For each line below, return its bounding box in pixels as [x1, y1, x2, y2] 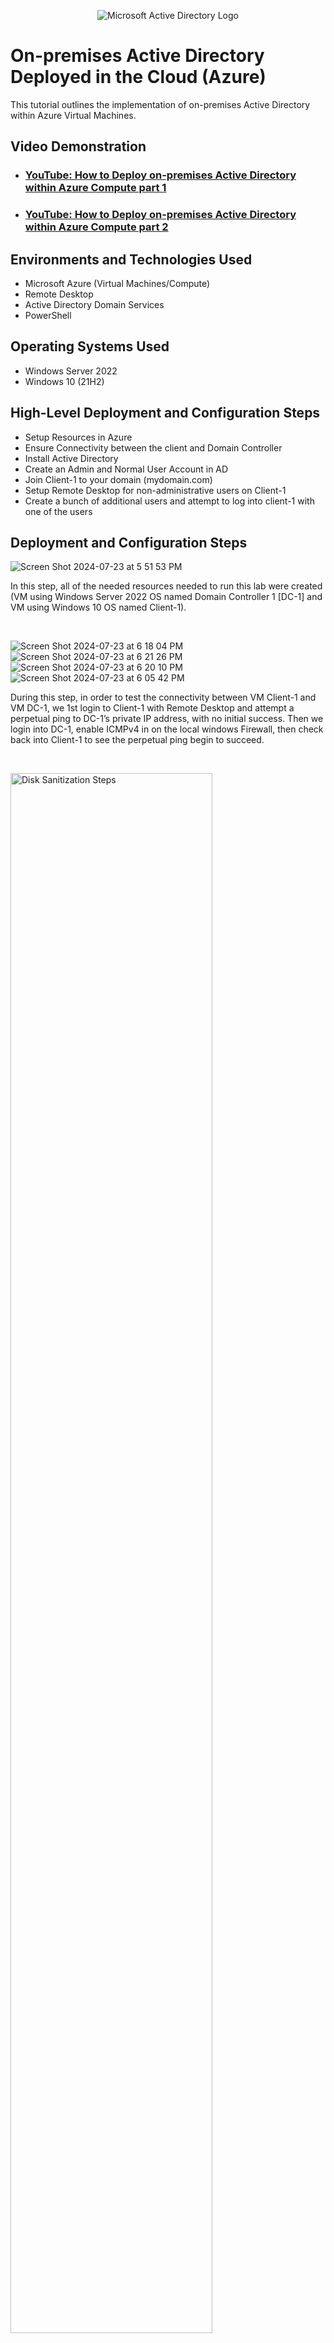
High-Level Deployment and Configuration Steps [10, 405, 321, 422]
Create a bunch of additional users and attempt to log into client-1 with [24, 495, 315, 507]
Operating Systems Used [10, 338, 170, 355]
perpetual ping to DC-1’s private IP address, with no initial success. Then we [10, 713, 324, 725]
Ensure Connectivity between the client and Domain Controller [24, 441, 283, 454]
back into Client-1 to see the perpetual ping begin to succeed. [10, 734, 265, 746]
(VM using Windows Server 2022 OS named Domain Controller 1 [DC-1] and [10, 591, 323, 603]
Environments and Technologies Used [10, 251, 253, 268]
